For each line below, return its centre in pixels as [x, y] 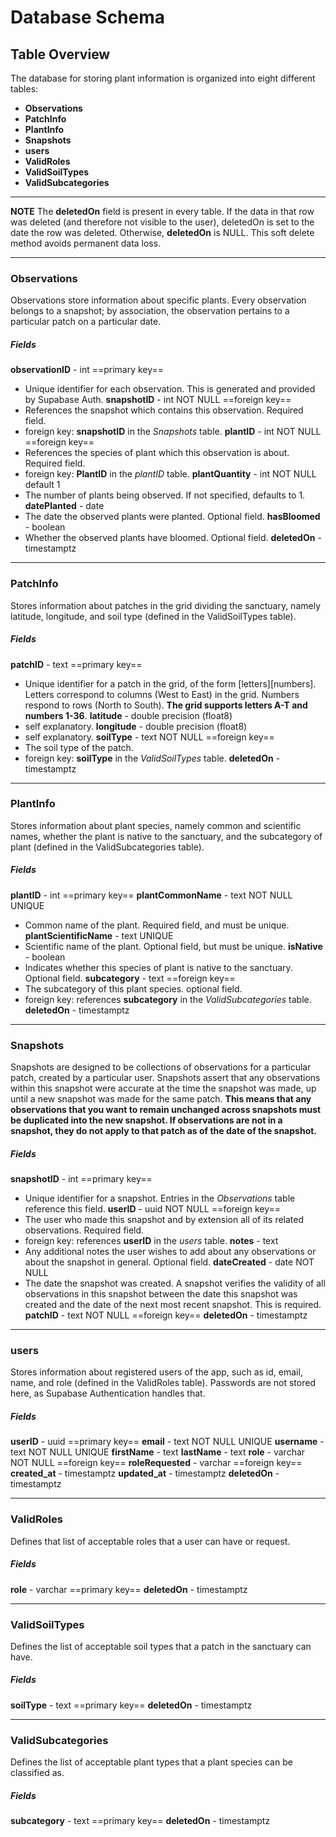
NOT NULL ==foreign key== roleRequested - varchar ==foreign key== [156, 1463]
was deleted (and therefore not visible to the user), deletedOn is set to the [162, 222]
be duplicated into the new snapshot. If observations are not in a [146, 1120]
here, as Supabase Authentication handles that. [108, 1393]
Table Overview [60, 54]
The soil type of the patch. [79, 747]
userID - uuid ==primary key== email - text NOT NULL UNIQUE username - [167, 1442]
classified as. [37, 1773]
